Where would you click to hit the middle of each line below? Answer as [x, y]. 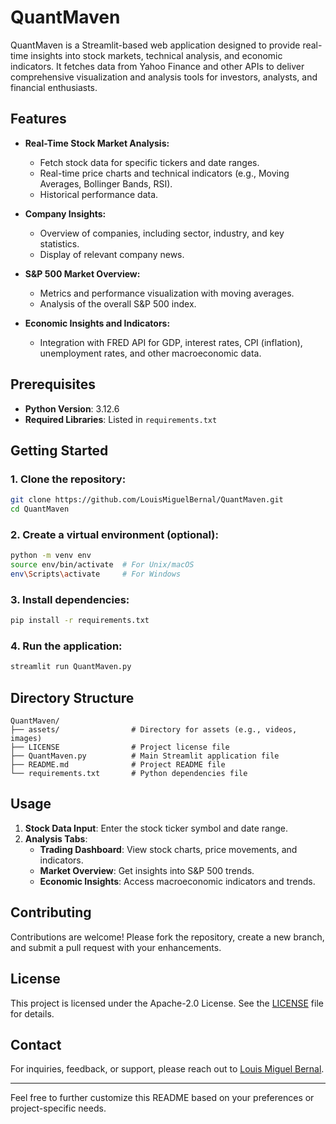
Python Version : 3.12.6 [72, 408]
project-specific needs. [58, 1108]
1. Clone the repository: [68, 479]
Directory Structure [72, 697]
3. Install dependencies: [70, 599]
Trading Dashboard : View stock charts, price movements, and [168, 849]
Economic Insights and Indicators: [97, 323]
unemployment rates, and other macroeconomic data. [150, 353]
